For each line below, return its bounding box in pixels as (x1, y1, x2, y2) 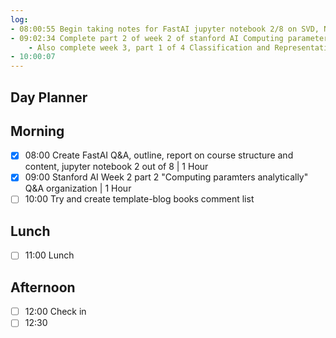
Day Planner (10, 89, 88, 106)
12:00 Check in (24, 306, 87, 318)
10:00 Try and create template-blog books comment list (24, 193, 255, 205)
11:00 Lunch (24, 249, 75, 261)
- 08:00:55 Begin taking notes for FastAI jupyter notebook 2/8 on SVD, (10, 24, 320, 34)
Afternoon (10, 279, 76, 296)
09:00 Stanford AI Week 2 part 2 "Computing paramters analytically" (24, 171, 309, 183)
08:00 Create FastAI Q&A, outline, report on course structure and (24, 149, 294, 161)
